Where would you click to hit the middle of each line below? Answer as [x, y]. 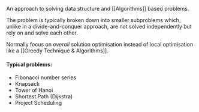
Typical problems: [29, 64]
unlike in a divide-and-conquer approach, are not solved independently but [99, 27]
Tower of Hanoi [34, 90]
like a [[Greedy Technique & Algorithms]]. [58, 51]
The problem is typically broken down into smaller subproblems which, [94, 20]
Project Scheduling [38, 103]
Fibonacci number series [46, 77]
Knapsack [27, 84]
